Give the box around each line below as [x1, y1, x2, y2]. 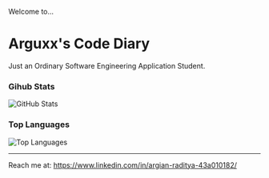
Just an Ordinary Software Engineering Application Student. [8, 61, 206, 70]
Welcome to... [8, 7, 54, 16]
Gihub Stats [8, 81, 55, 92]
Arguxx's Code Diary [8, 35, 151, 53]
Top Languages [8, 119, 70, 130]
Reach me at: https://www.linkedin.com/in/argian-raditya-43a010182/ [8, 160, 238, 170]
